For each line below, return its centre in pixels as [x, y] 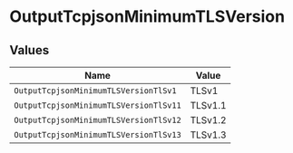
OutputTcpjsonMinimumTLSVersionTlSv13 [98, 134]
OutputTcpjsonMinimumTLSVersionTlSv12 [98, 120]
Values [29, 50]
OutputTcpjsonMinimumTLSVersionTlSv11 [98, 105]
